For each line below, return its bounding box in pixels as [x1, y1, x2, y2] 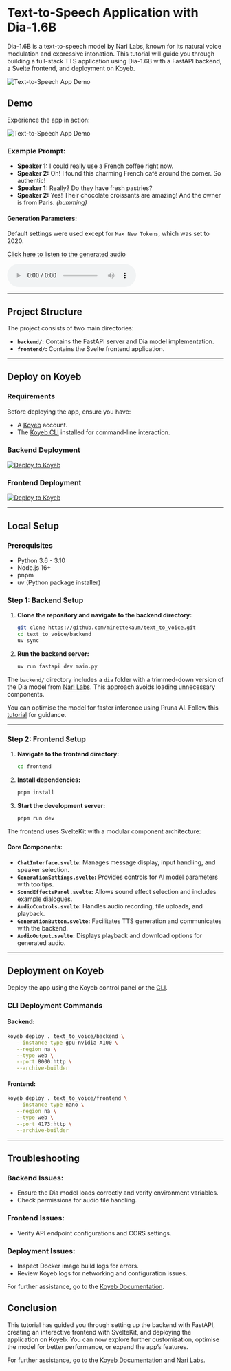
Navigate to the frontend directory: [16, 750, 120, 758]
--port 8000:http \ [16, 1059, 72, 1065]
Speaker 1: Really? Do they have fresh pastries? [16, 184, 153, 192]
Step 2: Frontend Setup [7, 734, 86, 744]
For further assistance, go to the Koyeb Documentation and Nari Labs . [7, 1356, 206, 1364]
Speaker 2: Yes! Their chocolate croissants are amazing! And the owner [16, 191, 221, 200]
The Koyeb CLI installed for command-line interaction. [16, 428, 170, 436]
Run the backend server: [16, 649, 89, 658]
